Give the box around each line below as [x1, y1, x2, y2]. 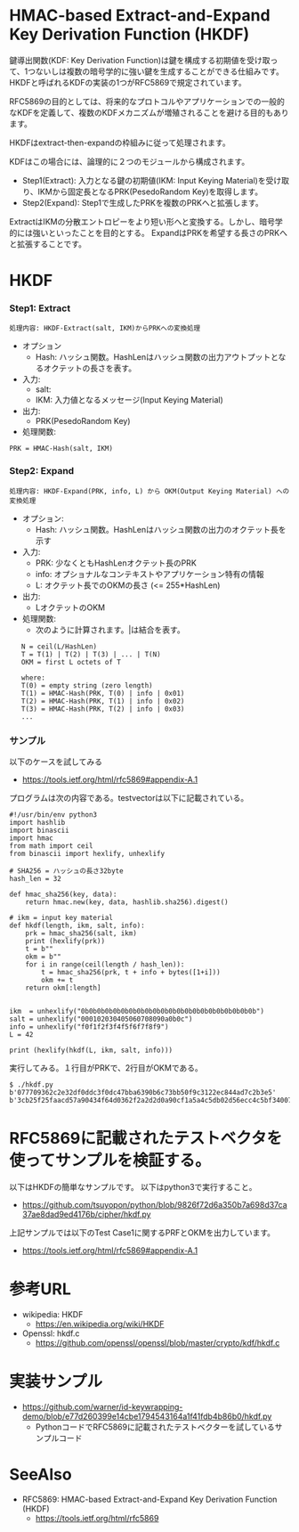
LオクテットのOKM [35, 602, 105, 613]
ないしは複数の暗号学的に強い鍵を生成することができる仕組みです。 [35, 66, 285, 77]
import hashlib [9, 819, 66, 827]
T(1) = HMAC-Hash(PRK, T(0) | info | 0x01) [20, 689, 185, 697]
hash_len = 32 [9, 875, 62, 884]
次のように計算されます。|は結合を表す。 [35, 624, 185, 635]
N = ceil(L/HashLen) [20, 642, 98, 651]
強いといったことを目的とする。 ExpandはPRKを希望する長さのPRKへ [32, 227, 287, 238]
